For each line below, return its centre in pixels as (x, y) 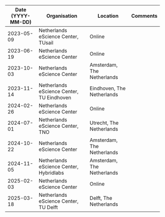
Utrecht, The (104, 123)
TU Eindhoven (55, 97)
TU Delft (48, 207)
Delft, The (101, 198)
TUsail (46, 43)
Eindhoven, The (108, 88)
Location (108, 16)
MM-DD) (21, 22)
